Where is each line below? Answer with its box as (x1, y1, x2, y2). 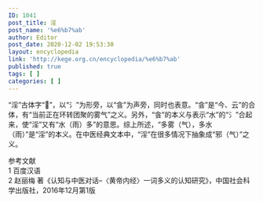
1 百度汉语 (8, 166, 41, 175)
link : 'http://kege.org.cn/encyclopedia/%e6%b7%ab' (8, 56, 181, 64)
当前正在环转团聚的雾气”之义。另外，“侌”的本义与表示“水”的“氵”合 (31, 109, 246, 119)
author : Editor (8, 33, 58, 42)
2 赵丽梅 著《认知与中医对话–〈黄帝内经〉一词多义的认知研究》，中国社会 (8, 175, 243, 185)
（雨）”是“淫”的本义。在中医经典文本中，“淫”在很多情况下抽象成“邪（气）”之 (8, 129, 250, 138)
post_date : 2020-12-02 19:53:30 (8, 41, 114, 49)
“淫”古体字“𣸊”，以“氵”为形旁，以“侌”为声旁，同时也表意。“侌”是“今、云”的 (8, 100, 249, 109)
